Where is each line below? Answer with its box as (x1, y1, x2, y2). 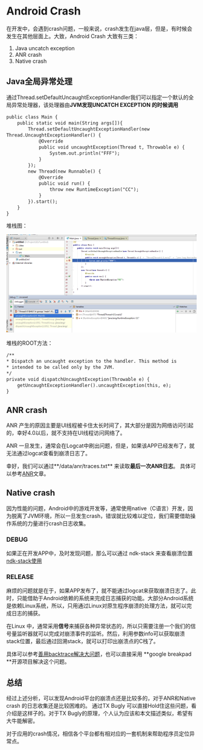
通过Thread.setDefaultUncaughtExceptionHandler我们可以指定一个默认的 (6, 94, 189, 101)
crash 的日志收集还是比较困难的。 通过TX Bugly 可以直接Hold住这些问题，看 (6, 702, 197, 710)
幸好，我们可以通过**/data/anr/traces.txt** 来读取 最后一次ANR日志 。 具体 (6, 462, 191, 469)
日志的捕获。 (11, 610, 43, 617)
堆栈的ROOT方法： (6, 339, 53, 347)
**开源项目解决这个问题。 (6, 658, 71, 665)
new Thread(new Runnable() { (28, 168, 101, 175)
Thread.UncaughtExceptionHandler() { (6, 132, 101, 138)
